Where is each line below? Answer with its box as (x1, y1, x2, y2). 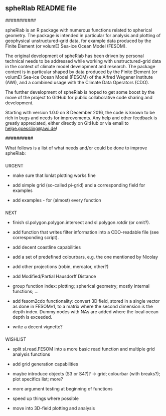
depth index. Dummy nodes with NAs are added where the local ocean (12, 308, 159, 315)
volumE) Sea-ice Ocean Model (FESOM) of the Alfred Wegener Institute (5, 74, 153, 80)
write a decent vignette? (12, 323, 63, 330)
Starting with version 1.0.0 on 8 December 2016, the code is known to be (5, 109, 155, 115)
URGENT (5, 162, 24, 168)
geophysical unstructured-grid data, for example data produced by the (5, 38, 151, 44)
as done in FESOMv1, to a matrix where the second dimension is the (12, 303, 153, 309)
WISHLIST (5, 336, 27, 342)
